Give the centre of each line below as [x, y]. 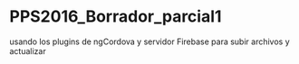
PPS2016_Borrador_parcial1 [116, 17]
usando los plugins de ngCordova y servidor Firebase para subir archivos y [149, 41]
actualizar [28, 50]
